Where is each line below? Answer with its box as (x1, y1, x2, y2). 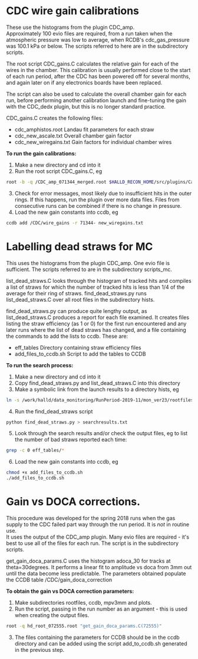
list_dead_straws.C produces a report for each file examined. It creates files (6, 314, 190, 321)
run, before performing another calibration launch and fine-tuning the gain (6, 96, 187, 104)
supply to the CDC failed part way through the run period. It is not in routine (6, 521, 190, 528)
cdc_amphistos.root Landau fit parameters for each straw (14, 126, 154, 133)
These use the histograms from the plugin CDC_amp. (6, 24, 135, 31)
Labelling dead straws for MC (6, 240, 153, 253)
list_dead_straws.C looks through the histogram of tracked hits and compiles (6, 277, 192, 284)
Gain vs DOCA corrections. (6, 495, 140, 508)
